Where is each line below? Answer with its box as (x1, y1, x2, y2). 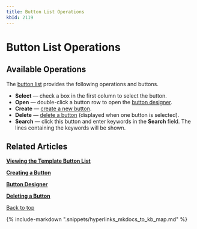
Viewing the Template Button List (6, 157, 91, 165)
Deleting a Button (6, 192, 51, 199)
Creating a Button (6, 169, 51, 177)
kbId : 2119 (6, 14, 34, 20)
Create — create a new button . (14, 105, 92, 112)
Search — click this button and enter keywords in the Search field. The (14, 118, 191, 125)
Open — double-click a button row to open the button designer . (14, 98, 172, 105)
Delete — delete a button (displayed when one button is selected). (14, 111, 180, 118)
